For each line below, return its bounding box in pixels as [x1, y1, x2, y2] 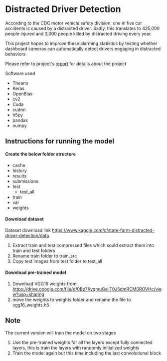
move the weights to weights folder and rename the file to [12, 296, 131, 302]
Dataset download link [5, 227, 51, 233]
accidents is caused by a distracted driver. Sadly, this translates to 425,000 [5, 25, 160, 31]
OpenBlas [12, 90, 33, 96]
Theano [12, 80, 28, 86]
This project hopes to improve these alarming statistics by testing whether [5, 40, 158, 46]
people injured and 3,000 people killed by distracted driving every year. [5, 30, 152, 36]
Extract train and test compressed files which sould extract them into [12, 242, 155, 248]
